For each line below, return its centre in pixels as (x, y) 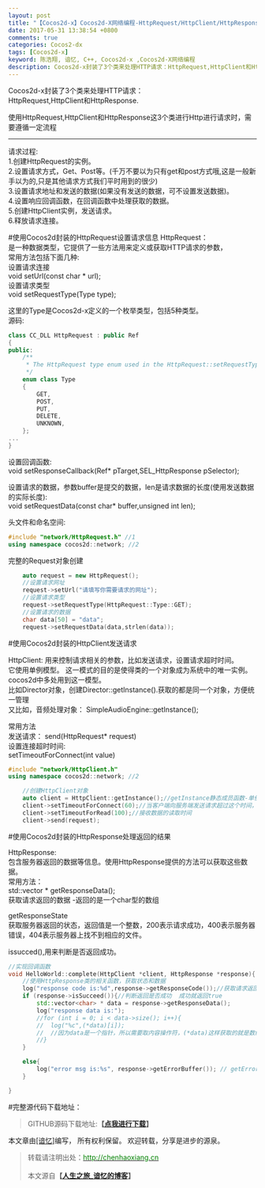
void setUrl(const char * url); (54, 276)
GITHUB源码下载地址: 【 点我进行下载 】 (90, 1123)
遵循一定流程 (35, 127)
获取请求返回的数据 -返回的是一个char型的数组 (84, 899)
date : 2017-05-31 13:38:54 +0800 (63, 30)
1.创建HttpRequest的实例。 (52, 161)
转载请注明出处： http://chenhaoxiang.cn (93, 1157)
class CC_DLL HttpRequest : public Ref (74, 335)
